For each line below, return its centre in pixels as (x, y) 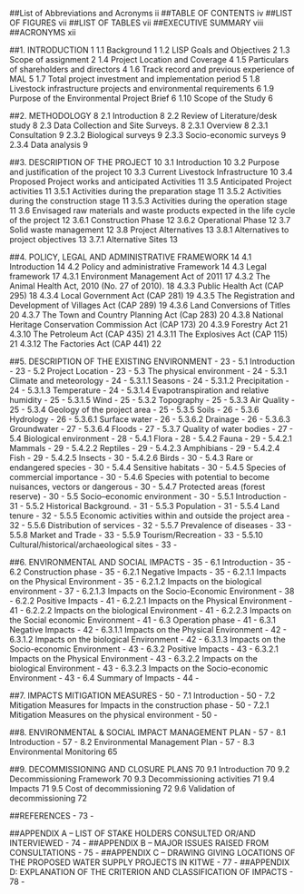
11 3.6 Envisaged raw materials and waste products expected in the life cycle (152, 211)
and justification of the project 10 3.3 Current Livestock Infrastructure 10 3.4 (151, 172)
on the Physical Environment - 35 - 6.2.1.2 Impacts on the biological (136, 581)
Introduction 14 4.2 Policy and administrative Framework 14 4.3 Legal (138, 266)
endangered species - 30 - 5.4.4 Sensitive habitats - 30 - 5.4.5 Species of (148, 467)
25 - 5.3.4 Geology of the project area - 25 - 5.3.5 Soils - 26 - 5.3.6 (135, 409)
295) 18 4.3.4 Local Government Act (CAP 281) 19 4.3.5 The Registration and (152, 295)
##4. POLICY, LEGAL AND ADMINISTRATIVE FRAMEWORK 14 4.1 (131, 257)
